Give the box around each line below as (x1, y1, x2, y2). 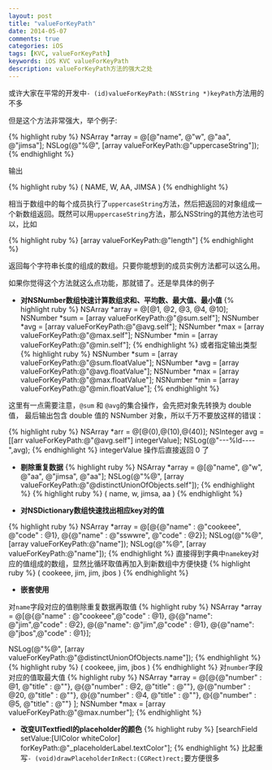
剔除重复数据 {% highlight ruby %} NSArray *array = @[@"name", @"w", (19, 462, 263, 472)
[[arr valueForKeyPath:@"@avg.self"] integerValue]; (8, 435, 183, 445)
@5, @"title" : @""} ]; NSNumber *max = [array (8, 699, 166, 708)
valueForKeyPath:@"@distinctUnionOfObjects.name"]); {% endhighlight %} (8, 652, 261, 662)
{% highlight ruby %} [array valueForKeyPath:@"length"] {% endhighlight (8, 235, 254, 244)
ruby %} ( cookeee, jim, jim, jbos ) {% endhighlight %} (8, 568, 189, 577)
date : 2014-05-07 (8, 27, 67, 35)
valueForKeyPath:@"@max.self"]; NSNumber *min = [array (19, 330, 218, 340)
